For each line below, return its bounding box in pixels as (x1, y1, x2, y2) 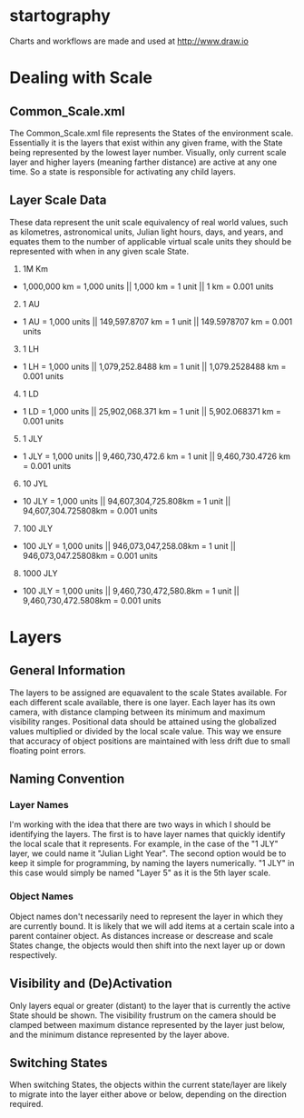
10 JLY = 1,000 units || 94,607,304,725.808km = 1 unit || (22, 495, 231, 506)
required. (9, 1099, 44, 1110)
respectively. (9, 949, 57, 960)
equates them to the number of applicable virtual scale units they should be (9, 235, 292, 246)
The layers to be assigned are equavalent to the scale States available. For (9, 687, 288, 698)
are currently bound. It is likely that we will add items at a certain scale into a (9, 920, 295, 932)
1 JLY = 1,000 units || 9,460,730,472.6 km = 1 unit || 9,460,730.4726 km (22, 451, 291, 462)
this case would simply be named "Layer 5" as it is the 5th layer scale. (9, 867, 271, 878)
